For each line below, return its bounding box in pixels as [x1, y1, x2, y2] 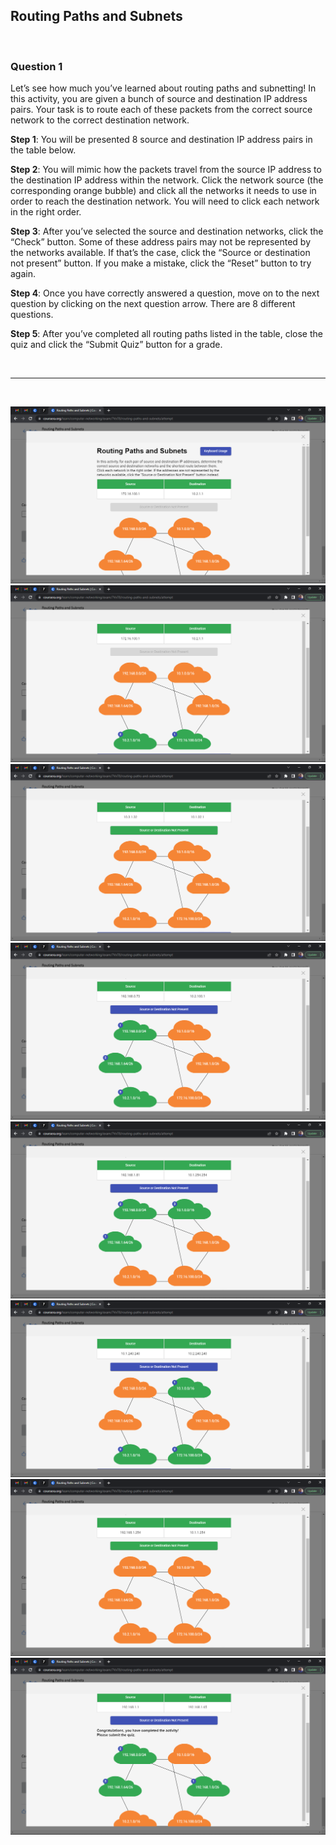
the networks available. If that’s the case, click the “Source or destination [10, 247, 311, 259]
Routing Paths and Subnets [10, 8, 183, 25]
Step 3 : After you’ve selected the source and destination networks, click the [10, 225, 324, 238]
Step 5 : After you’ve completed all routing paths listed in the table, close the [10, 328, 323, 340]
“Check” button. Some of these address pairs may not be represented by [10, 236, 312, 248]
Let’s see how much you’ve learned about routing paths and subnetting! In [10, 82, 317, 94]
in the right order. [10, 206, 82, 218]
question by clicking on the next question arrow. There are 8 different [10, 298, 296, 310]
